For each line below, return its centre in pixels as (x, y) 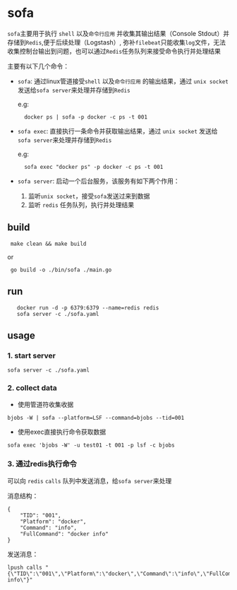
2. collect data (32, 388)
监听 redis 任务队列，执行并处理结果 (81, 205)
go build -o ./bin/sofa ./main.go (61, 270)
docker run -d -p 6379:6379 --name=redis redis (88, 308)
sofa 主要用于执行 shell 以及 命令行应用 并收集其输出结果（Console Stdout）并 (119, 33)
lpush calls (25, 567)
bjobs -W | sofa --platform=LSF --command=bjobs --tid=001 (96, 418)
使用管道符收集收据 (45, 404)
